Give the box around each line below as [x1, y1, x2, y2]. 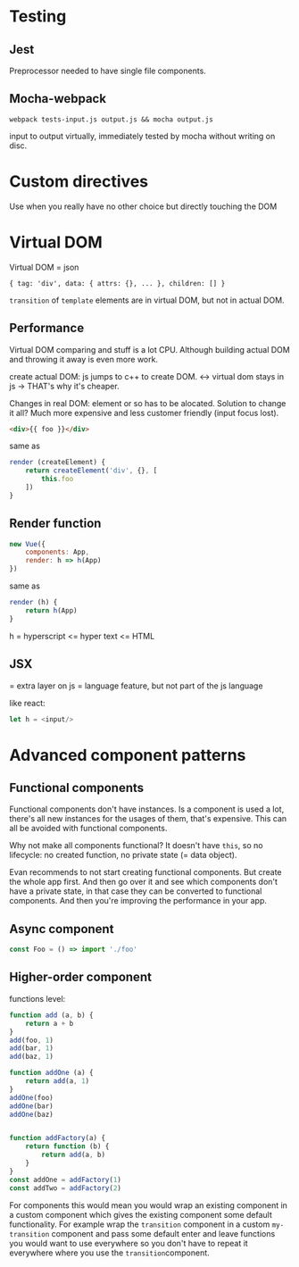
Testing [9, 6, 67, 27]
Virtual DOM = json [9, 262, 79, 272]
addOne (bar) [9, 1101, 54, 1111]
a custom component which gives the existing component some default [9, 1209, 272, 1220]
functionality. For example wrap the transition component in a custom [9, 1219, 270, 1229]
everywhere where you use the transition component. [9, 1247, 210, 1258]
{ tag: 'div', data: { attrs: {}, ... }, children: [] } [9, 279, 226, 288]
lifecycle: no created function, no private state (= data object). [9, 850, 237, 861]
